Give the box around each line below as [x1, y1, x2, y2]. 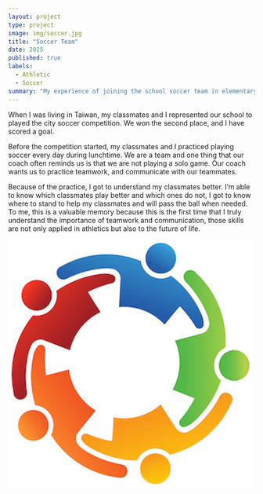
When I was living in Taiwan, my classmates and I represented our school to [8, 110, 253, 119]
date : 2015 [8, 46, 44, 54]
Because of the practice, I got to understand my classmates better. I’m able [8, 181, 250, 192]
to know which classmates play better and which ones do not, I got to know [8, 190, 252, 199]
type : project [8, 20, 55, 29]
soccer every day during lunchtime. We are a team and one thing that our [8, 150, 244, 159]
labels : [8, 63, 34, 71]
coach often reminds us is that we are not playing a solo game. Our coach [8, 158, 247, 168]
